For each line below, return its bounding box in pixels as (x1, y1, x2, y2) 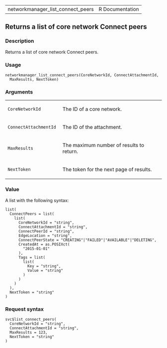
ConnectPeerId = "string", (18, 229, 75, 233)
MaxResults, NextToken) (9, 77, 59, 82)
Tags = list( (18, 255, 46, 260)
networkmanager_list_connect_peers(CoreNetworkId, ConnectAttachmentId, (5, 72, 159, 78)
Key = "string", (27, 263, 61, 268)
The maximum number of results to (62, 142, 144, 149)
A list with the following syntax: (5, 197, 69, 203)
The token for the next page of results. (62, 166, 152, 173)
